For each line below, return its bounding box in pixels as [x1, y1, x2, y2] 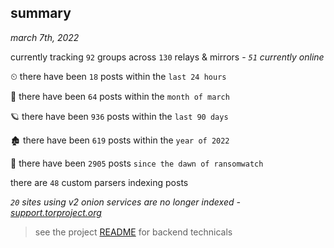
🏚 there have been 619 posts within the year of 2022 [10, 134, 230, 146]
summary [10, 5, 72, 22]
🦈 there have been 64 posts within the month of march [10, 90, 230, 102]
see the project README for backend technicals [34, 226, 233, 238]
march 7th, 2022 [10, 31, 80, 43]
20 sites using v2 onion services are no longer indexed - [10, 196, 241, 208]
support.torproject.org [10, 206, 102, 218]
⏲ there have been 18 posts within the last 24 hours [10, 70, 227, 82]
